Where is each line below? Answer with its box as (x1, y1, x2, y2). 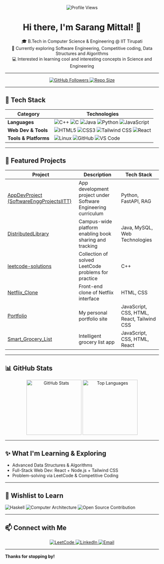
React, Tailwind (121, 315, 156, 322)
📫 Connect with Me (5, 524, 67, 532)
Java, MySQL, (121, 224, 153, 231)
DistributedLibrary (7, 230, 49, 237)
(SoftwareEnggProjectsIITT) (7, 197, 72, 204)
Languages (7, 119, 34, 125)
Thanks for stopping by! (5, 553, 55, 559)
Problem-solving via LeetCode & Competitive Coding (12, 473, 119, 479)
